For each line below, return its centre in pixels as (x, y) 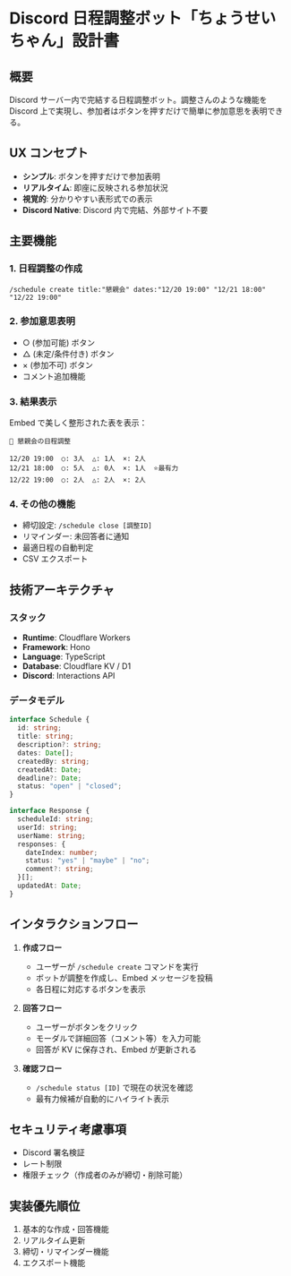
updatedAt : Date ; (50, 886)
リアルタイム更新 (54, 1240)
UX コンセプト (49, 153)
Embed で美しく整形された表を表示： (78, 423)
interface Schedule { (50, 720)
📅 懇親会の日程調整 (40, 441)
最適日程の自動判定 (58, 548)
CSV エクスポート (55, 559)
